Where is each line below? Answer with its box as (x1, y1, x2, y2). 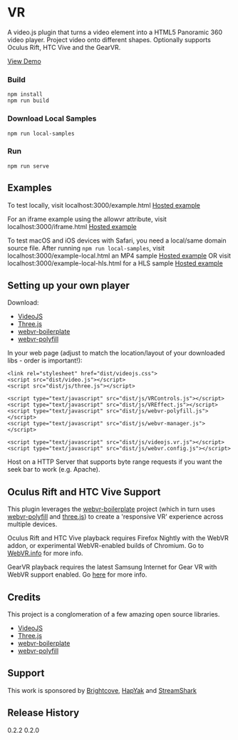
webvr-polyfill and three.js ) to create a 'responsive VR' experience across (7, 512, 224, 521)
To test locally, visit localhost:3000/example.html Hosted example (7, 201, 201, 209)
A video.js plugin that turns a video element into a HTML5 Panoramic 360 (7, 28, 223, 36)
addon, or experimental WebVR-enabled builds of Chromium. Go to (7, 542, 205, 550)
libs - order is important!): (7, 356, 83, 365)
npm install (7, 91, 43, 98)
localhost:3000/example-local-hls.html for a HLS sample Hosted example (7, 258, 223, 268)
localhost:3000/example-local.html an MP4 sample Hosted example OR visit (7, 251, 232, 260)
